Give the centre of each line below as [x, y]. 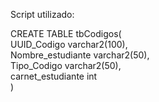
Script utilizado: [42, 14]
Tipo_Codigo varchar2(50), [66, 65]
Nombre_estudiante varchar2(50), [80, 55]
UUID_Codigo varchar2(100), [69, 44]
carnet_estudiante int [54, 76]
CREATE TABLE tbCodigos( [66, 33]
